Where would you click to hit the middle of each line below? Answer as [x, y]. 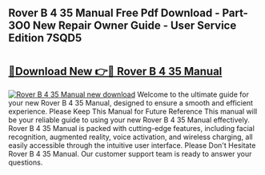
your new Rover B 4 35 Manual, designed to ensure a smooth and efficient [131, 103]
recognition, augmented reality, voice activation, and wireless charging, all [131, 137]
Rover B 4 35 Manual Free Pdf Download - [114, 13]
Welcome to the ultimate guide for [193, 94]
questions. [26, 162]
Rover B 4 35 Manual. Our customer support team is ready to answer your [130, 154]
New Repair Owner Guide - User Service [135, 26]
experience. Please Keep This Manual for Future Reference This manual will [133, 111]
